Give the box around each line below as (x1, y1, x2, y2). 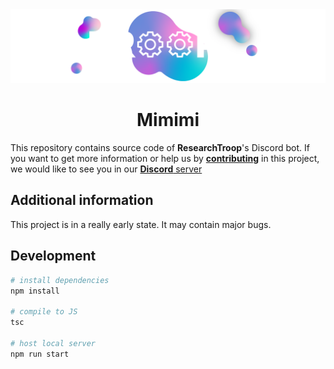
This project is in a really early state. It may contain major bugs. (10, 218, 272, 230)
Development (10, 248, 97, 265)
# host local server (10, 338, 97, 348)
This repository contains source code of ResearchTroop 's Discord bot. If (10, 142, 310, 154)
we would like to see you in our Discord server (10, 163, 203, 175)
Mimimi (136, 109, 200, 132)
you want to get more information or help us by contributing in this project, (10, 153, 320, 165)
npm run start (10, 349, 70, 359)
